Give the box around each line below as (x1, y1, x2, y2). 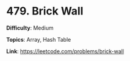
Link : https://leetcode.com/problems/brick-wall (6, 47, 124, 55)
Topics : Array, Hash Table (6, 36, 71, 43)
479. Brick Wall (6, 4, 83, 18)
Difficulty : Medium (6, 24, 54, 31)
